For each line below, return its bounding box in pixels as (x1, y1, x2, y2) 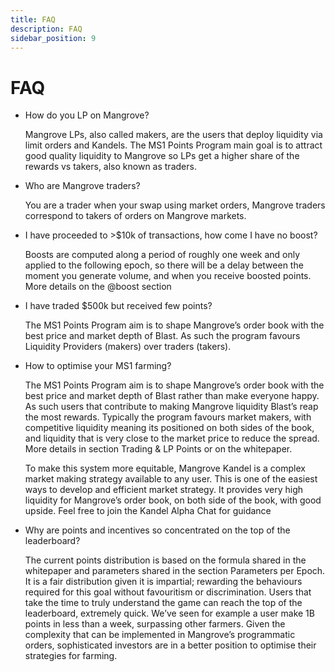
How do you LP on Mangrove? (24, 109, 150, 121)
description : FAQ (10, 24, 83, 34)
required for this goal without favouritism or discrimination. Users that (24, 586, 312, 598)
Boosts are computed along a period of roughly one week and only (24, 249, 301, 261)
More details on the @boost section (24, 281, 172, 293)
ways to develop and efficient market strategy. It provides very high (24, 484, 304, 496)
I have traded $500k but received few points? (24, 300, 213, 312)
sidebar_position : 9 (10, 33, 97, 43)
